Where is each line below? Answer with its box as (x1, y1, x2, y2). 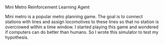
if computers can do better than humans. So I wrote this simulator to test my (5, 29, 159, 35)
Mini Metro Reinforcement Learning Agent (5, 4, 90, 10)
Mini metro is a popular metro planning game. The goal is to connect (5, 14, 143, 19)
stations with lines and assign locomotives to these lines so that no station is (5, 19, 159, 24)
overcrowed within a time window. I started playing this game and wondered (5, 24, 159, 30)
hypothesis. (5, 34, 29, 40)
